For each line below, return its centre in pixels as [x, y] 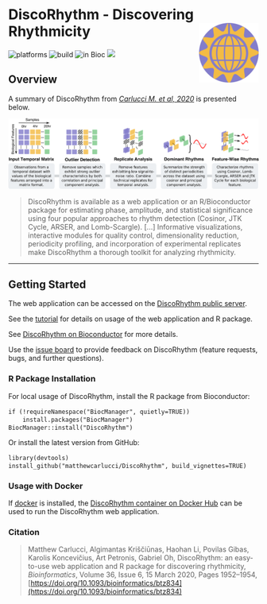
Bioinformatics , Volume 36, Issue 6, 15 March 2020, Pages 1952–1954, [143, 575]
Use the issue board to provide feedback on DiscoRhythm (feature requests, [133, 350]
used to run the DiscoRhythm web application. [84, 512]
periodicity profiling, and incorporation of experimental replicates [134, 243]
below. [19, 107]
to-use [39, 567]
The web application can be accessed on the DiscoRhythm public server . [128, 304]
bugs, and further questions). [56, 358]
